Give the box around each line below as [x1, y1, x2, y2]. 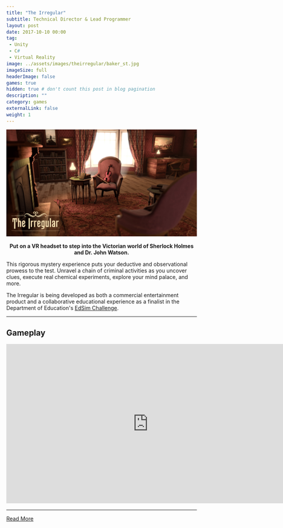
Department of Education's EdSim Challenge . [6, 304, 119, 312]
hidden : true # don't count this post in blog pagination [6, 86, 155, 92]
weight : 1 [6, 112, 31, 118]
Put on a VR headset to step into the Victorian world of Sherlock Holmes [9, 242, 194, 250]
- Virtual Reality [8, 54, 56, 60]
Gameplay [6, 327, 46, 338]
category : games [6, 99, 47, 105]
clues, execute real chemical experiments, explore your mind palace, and [6, 274, 189, 281]
